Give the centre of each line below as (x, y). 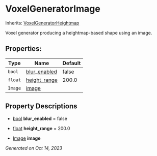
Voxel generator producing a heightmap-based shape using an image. (79, 33)
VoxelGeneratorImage (53, 9)
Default (72, 63)
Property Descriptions (41, 106)
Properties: (23, 49)
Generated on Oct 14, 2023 (34, 148)
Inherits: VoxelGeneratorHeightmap (42, 23)
